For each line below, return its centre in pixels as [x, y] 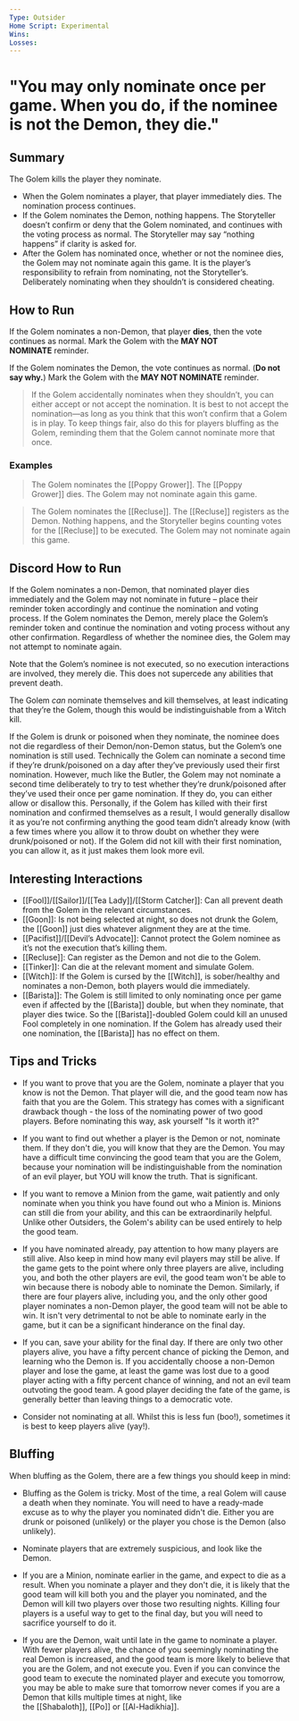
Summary [37, 157]
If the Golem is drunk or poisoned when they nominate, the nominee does [144, 737]
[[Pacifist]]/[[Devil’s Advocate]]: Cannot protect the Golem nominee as [151, 938]
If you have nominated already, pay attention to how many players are [150, 1249]
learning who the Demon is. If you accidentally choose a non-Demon [148, 1361]
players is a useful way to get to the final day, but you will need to [142, 1613]
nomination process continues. [79, 206]
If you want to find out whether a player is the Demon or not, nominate [151, 1138]
